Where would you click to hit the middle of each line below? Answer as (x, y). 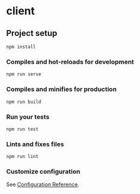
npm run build (24, 102)
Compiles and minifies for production (61, 89)
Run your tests (28, 117)
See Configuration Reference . (43, 184)
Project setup (32, 33)
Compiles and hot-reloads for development (70, 62)
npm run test (22, 129)
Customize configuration (43, 172)
